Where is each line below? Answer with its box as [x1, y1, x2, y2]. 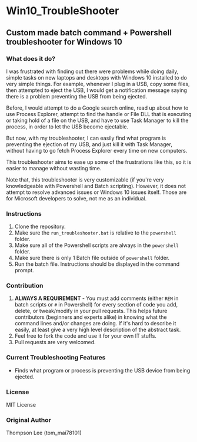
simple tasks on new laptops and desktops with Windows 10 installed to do [6, 74, 187, 81]
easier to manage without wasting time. [6, 164, 102, 171]
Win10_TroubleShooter [6, 4, 119, 18]
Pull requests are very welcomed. [14, 339, 96, 346]
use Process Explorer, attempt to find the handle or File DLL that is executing [6, 110, 192, 117]
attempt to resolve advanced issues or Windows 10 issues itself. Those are [6, 189, 187, 196]
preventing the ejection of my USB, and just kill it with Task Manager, [6, 140, 172, 148]
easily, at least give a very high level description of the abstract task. [14, 326, 181, 334]
